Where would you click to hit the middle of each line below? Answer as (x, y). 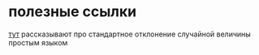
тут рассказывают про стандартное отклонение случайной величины (130, 34)
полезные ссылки (72, 12)
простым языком (38, 42)
